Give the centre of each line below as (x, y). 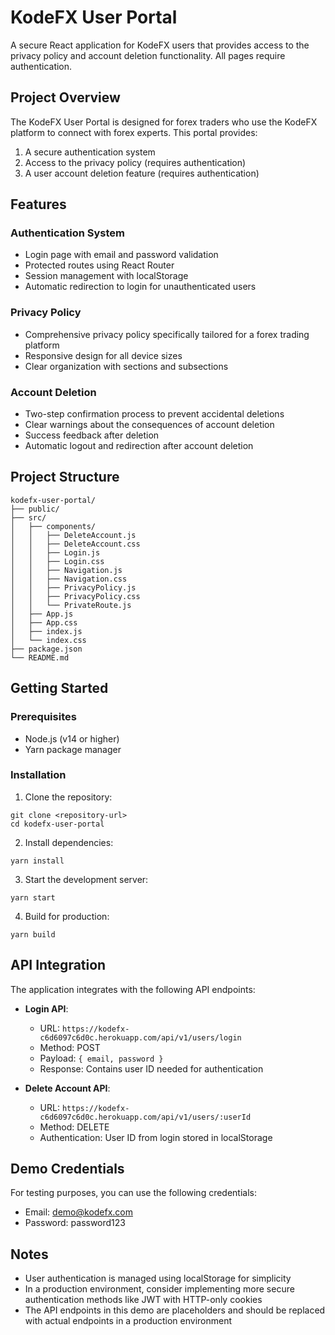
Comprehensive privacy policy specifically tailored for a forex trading (167, 334)
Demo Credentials (67, 1169)
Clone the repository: (68, 797)
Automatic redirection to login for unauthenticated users (140, 287)
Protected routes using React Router (99, 265)
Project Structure (65, 477)
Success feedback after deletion (92, 435)
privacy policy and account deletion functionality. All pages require (148, 55)
